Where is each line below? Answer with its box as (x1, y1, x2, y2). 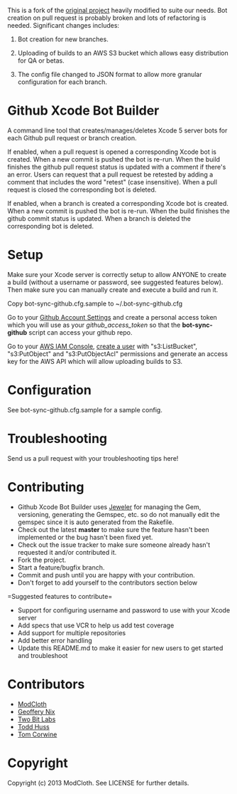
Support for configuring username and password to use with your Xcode (17, 605, 231, 615)
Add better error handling (17, 636, 92, 644)
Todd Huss (17, 722, 50, 731)
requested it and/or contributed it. (17, 548, 117, 556)
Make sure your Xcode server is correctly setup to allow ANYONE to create (7, 270, 227, 278)
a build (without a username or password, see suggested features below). (7, 278, 224, 286)
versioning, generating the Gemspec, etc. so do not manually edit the (17, 510, 220, 518)
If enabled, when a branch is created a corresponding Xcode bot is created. (7, 199, 229, 207)
